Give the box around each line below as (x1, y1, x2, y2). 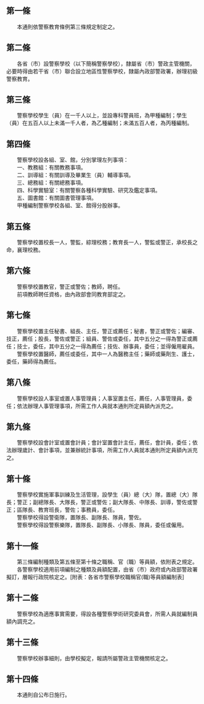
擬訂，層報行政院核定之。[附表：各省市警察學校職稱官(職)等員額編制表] (6, 573, 185, 581)
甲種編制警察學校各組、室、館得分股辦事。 (16, 202, 123, 209)
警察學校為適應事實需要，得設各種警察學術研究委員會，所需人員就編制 (16, 610, 192, 617)
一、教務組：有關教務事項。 (16, 164, 86, 171)
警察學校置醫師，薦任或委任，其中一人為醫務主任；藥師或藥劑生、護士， (16, 350, 198, 357)
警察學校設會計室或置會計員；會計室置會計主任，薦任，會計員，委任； (16, 439, 192, 446)
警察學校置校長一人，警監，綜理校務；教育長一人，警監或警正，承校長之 (16, 239, 198, 246)
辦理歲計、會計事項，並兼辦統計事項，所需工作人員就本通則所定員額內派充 (11, 446, 198, 454)
